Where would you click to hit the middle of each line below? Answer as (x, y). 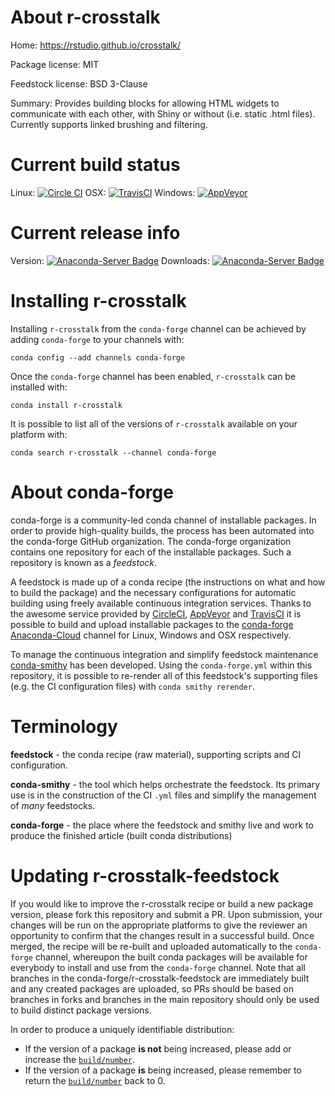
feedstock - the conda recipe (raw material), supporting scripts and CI (156, 754)
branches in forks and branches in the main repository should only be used (165, 999)
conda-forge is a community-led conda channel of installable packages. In (163, 520)
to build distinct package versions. (81, 1010)
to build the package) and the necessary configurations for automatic (153, 592)
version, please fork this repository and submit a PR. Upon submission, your (166, 914)
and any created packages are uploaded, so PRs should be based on (152, 988)
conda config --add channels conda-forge (98, 357)
